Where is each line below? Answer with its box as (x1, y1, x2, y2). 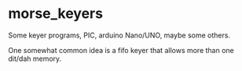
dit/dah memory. (8, 54, 62, 63)
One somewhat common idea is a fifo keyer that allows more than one (8, 45, 234, 55)
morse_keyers (8, 5, 104, 23)
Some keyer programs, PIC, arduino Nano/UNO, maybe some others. (8, 30, 230, 40)
